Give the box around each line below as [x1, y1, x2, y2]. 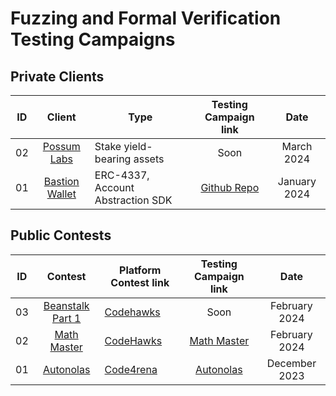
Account [94, 181, 135, 194]
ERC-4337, [94, 168, 150, 182]
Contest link [110, 275, 170, 289]
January [277, 175, 317, 188]
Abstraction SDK [94, 193, 173, 207]
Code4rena [104, 362, 158, 376]
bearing [94, 152, 132, 166]
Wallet [46, 187, 77, 201]
